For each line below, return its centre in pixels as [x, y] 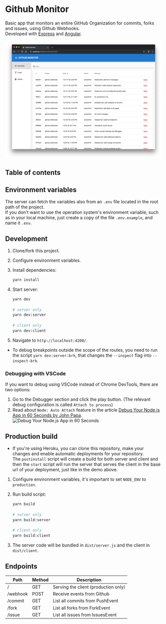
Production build [32, 436]
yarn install [26, 280]
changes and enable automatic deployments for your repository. [78, 454]
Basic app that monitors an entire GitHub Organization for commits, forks [80, 23]
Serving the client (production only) [89, 587]
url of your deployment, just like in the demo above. [65, 470]
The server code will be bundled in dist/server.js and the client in [81, 545]
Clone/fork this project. [36, 250]
